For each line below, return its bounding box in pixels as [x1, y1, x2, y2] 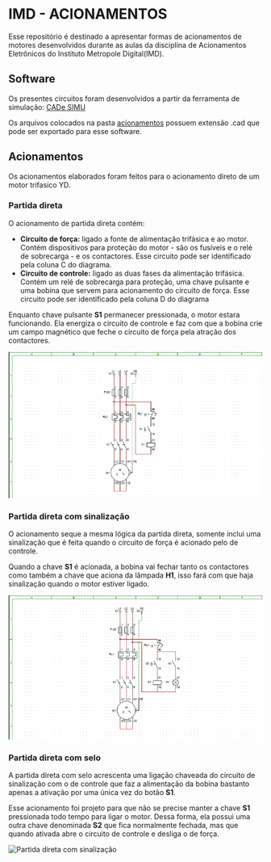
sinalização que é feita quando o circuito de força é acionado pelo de [8, 538, 239, 548]
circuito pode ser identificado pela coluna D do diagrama [19, 294, 210, 304]
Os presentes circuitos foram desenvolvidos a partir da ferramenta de [8, 94, 240, 103]
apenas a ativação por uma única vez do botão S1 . [8, 788, 176, 797]
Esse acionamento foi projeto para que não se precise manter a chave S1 [8, 803, 251, 813]
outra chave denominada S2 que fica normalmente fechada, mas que [8, 821, 239, 830]
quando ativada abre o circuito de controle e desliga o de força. [8, 829, 219, 839]
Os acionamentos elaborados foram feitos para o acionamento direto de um [8, 171, 260, 181]
